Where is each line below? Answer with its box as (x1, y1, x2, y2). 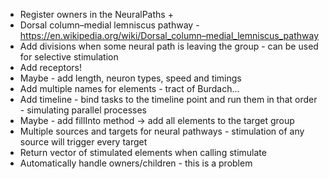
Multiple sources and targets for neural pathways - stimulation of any (19, 125, 305, 137)
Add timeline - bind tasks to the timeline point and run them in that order (19, 94, 318, 105)
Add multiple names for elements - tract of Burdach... (19, 83, 240, 94)
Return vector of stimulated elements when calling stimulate (19, 147, 267, 158)
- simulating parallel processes (19, 104, 147, 116)
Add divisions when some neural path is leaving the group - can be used (19, 40, 319, 52)
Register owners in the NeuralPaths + (19, 9, 174, 20)
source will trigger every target (19, 136, 148, 148)
